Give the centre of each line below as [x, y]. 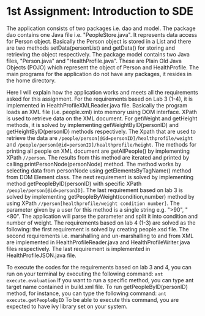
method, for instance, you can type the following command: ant [87, 293]
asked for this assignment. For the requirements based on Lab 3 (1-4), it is [99, 99]
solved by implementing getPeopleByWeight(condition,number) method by [100, 196]
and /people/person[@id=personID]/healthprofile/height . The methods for [102, 144]
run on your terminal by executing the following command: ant [85, 274]
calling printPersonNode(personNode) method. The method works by [94, 164]
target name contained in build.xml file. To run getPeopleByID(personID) [97, 287]
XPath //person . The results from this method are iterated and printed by [98, 157]
